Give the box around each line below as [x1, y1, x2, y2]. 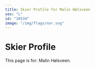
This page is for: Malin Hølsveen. [5, 58, 71, 64]
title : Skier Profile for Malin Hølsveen [5, 7, 91, 12]
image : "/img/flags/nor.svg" [5, 20, 64, 26]
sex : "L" [5, 12, 23, 17]
